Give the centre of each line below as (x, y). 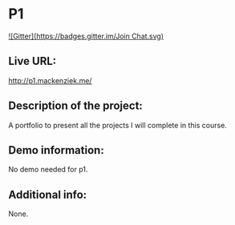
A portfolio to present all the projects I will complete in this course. (118, 125)
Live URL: (32, 61)
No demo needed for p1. (48, 170)
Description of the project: (75, 106)
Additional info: (48, 194)
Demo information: (56, 150)
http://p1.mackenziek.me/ (50, 80)
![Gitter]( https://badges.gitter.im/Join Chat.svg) (86, 36)
